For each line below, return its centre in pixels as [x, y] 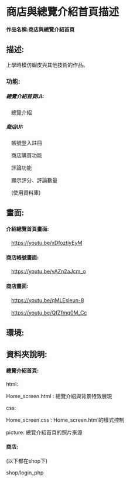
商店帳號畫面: [23, 257]
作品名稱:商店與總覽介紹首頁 [40, 29]
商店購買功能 [26, 155]
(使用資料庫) [26, 192]
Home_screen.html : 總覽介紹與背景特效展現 [59, 396]
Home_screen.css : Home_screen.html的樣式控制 [65, 420]
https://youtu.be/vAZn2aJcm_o [49, 271]
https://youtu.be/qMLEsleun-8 [48, 300]
